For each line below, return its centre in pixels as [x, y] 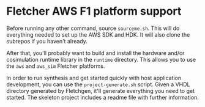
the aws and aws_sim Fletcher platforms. [56, 66]
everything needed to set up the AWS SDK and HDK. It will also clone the [98, 34]
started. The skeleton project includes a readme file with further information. [102, 97]
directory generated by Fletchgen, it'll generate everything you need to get [100, 90]
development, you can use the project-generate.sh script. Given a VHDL [98, 84]
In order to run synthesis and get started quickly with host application [94, 78]
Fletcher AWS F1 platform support [94, 11]
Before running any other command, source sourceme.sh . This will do [93, 28]
